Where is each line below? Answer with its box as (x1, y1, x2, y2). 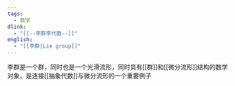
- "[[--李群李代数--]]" (13, 29, 78, 37)
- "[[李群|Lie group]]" (13, 43, 81, 50)
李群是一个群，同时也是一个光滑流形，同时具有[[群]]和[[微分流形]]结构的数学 (7, 63, 228, 71)
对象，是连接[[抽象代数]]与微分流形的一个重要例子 (7, 71, 152, 80)
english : (7, 36, 33, 43)
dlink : (7, 23, 27, 30)
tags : (7, 10, 23, 17)
